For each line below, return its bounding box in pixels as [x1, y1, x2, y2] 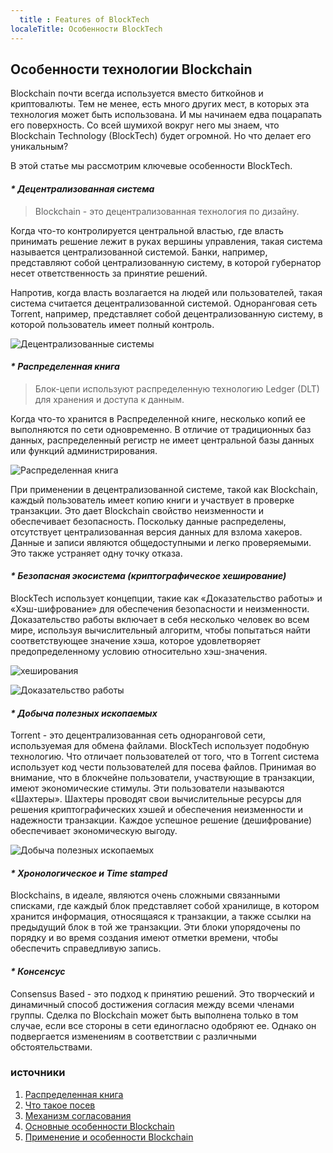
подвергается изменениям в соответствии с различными [10, 1030, 257, 1042]
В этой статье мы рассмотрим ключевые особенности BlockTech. [10, 160, 293, 172]
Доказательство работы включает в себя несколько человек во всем [10, 613, 310, 625]
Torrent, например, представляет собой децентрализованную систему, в [10, 307, 324, 320]
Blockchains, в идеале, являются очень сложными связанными [10, 889, 281, 901]
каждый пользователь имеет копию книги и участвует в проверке [10, 494, 295, 506]
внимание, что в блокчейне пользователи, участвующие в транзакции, [10, 772, 315, 784]
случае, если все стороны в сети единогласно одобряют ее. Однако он [10, 1019, 317, 1031]
